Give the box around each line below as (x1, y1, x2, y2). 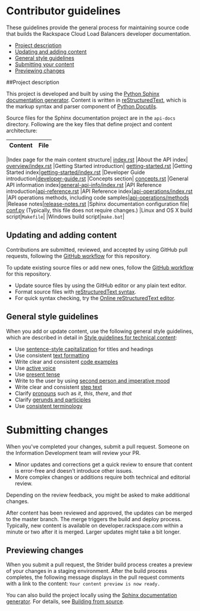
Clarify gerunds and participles (14, 396, 91, 403)
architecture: (6, 127, 37, 134)
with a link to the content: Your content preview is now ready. (6, 580, 161, 587)
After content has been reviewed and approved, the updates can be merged (6, 509, 192, 516)
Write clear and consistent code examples (14, 358, 118, 365)
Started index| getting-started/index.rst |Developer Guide (6, 169, 145, 176)
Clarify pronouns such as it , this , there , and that (14, 389, 132, 397)
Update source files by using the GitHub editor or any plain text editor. (14, 282, 186, 289)
